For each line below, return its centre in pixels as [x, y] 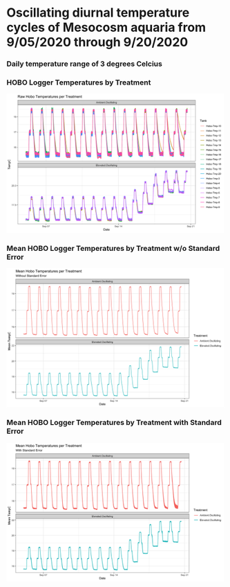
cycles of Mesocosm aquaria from [106, 27]
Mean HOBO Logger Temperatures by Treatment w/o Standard [113, 248]
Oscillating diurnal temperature [98, 13]
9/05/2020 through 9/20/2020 [97, 42]
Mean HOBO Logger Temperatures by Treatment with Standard [114, 423]
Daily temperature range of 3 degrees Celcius [85, 64]
